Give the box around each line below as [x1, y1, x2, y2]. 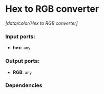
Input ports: [5, 33, 35, 40]
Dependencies [5, 82, 43, 89]
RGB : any [12, 69, 32, 75]
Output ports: [5, 58, 40, 65]
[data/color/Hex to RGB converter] [5, 20, 78, 26]
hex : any [12, 45, 31, 51]
